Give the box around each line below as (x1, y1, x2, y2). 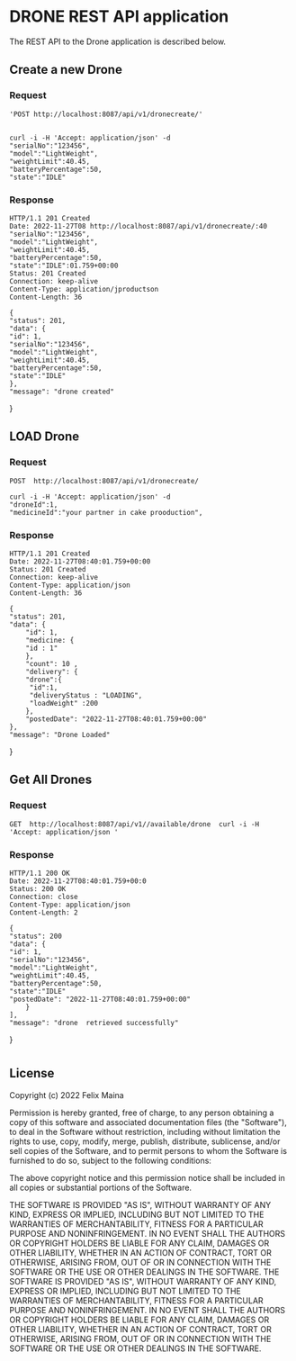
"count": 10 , (25, 659, 78, 668)
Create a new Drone (9, 62, 123, 77)
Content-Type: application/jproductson (9, 284, 159, 293)
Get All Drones (9, 772, 93, 788)
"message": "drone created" (9, 387, 115, 396)
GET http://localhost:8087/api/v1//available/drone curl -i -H (9, 819, 259, 829)
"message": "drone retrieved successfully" (9, 1018, 179, 1027)
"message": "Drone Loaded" (9, 730, 111, 739)
